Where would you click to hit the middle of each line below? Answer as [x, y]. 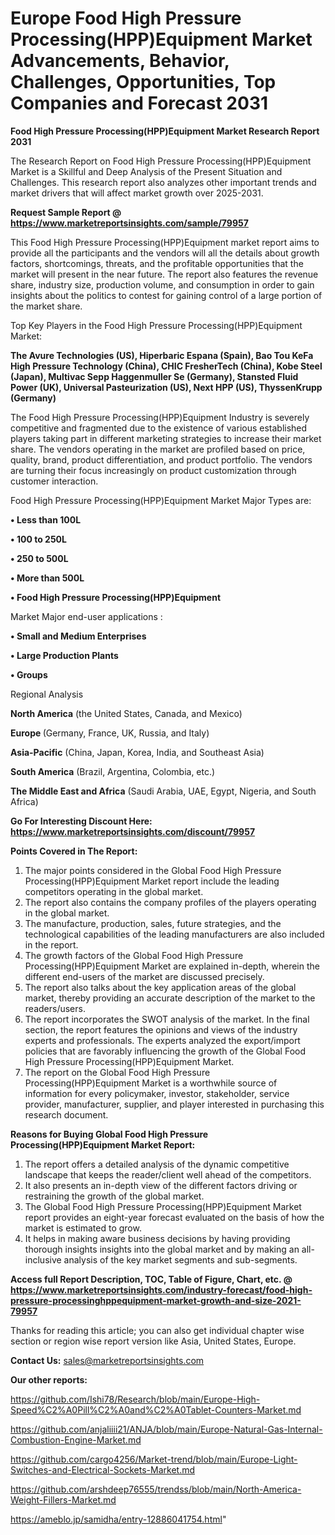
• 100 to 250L [38, 539]
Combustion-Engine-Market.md [76, 1439]
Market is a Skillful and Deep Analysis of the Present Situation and [146, 171]
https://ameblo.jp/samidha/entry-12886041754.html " [118, 1519]
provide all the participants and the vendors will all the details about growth [165, 253]
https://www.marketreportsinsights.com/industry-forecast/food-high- [161, 1289]
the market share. [46, 306]
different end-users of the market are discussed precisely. [144, 976]
